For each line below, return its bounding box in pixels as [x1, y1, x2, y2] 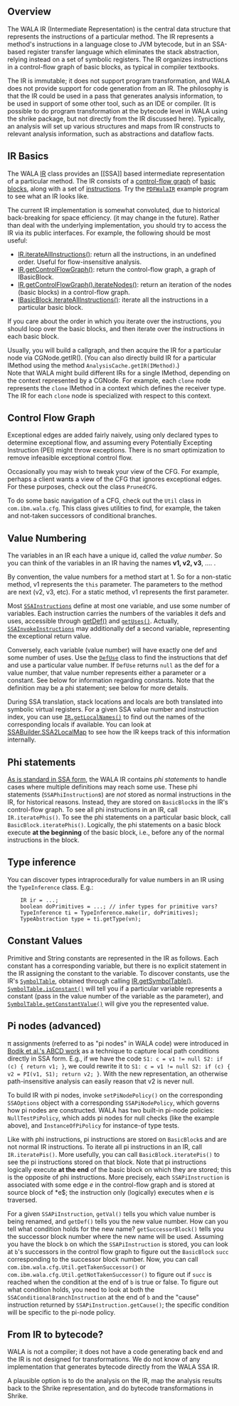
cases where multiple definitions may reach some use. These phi [7, 783, 198, 791]
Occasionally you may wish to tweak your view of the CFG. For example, [7, 467, 220, 476]
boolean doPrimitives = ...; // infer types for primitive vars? [20, 903, 218, 910]
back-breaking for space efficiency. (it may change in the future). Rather [7, 213, 220, 222]
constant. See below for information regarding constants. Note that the [7, 676, 215, 684]
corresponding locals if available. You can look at [7, 720, 152, 729]
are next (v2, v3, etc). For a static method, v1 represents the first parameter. [7, 588, 229, 597]
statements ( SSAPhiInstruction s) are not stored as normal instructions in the [7, 790, 231, 799]
